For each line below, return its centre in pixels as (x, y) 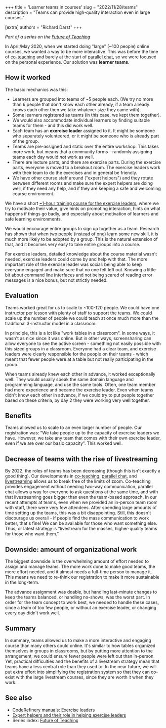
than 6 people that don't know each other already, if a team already (81, 104)
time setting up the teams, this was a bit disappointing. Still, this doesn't (78, 513)
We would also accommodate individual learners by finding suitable (81, 120)
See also (19, 698)
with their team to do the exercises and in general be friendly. (75, 172)
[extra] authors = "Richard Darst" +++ (44, 27)
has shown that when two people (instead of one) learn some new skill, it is (82, 234)
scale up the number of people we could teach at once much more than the (82, 318)
